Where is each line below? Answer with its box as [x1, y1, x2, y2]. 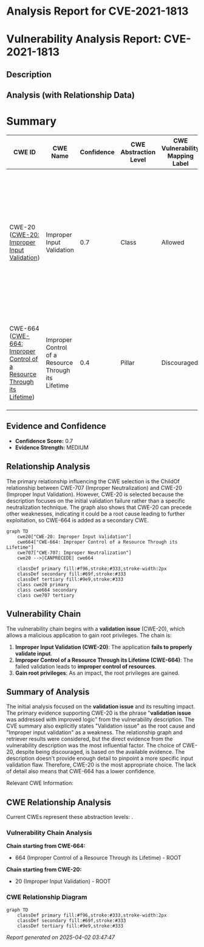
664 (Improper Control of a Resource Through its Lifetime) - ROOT [15, 854, 182, 862]
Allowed [161, 238, 185, 247]
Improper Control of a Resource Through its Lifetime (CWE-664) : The [15, 656, 193, 664]
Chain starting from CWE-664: [6, 842, 86, 849]
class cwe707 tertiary [17, 592, 75, 598]
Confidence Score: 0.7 [15, 437, 73, 444]
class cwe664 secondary [17, 587, 78, 593]
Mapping [167, 152, 194, 160]
